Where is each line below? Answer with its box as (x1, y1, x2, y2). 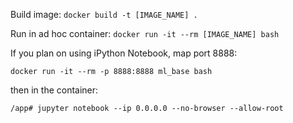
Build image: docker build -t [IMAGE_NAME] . (10, 9, 198, 20)
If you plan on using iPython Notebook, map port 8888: (10, 47, 238, 59)
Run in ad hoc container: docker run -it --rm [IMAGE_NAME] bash (10, 28, 280, 39)
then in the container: (10, 84, 99, 96)
